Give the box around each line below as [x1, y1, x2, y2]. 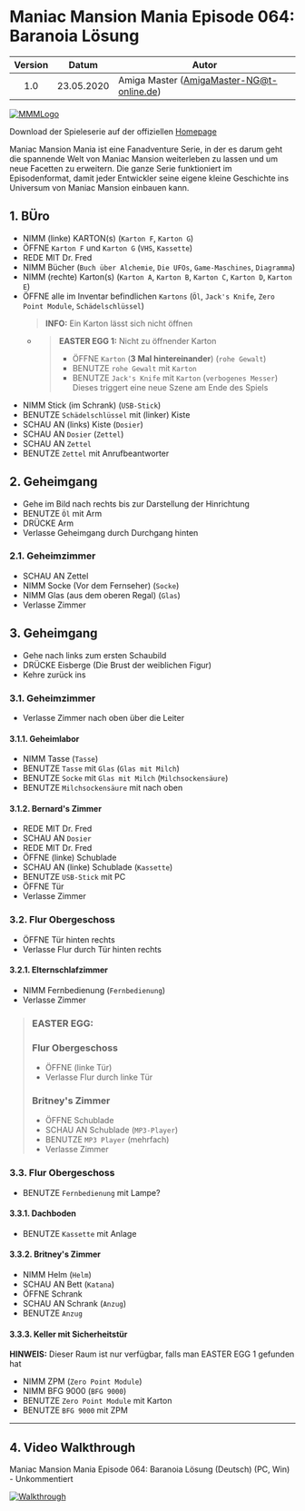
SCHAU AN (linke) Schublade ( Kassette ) [22, 862, 173, 873]
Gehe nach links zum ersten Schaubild [22, 649, 167, 660]
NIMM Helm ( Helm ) [22, 1269, 93, 1280]
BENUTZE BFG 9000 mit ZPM [22, 1405, 129, 1416]
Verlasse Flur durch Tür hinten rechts [22, 943, 162, 954]
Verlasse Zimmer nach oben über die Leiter [22, 712, 184, 723]
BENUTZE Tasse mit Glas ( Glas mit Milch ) [22, 763, 180, 774]
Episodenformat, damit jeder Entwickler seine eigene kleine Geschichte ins [9, 173, 289, 183]
